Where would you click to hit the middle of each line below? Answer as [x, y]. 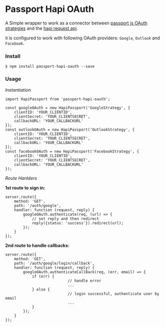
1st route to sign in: [25, 187]
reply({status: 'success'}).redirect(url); [78, 223]
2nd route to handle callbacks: [37, 245]
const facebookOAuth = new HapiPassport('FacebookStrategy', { [72, 151]
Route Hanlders [21, 178]
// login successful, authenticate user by [113, 294]
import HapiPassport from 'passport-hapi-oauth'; [58, 99]
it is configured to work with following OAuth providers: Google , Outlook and [83, 38]
